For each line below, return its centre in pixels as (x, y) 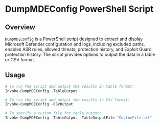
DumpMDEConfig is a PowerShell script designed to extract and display (74, 39)
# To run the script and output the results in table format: (70, 86)
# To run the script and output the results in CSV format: (68, 100)
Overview (20, 27)
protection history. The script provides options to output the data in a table (80, 54)
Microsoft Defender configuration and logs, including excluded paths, (75, 44)
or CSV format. (20, 60)
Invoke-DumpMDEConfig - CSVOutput (39, 104)
